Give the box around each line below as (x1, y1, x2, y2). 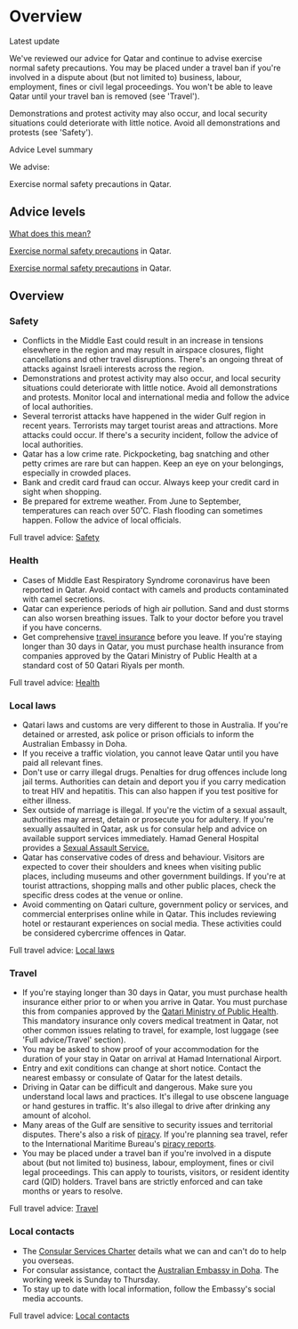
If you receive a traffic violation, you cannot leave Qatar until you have (21, 748, 279, 758)
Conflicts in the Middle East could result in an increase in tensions (21, 336, 264, 346)
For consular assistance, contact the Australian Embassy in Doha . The (21, 1264, 279, 1275)
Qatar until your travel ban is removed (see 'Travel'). (9, 91, 200, 101)
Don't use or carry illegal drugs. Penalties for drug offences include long (21, 767, 287, 778)
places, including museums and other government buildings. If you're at (21, 871, 286, 882)
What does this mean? (9, 228, 92, 239)
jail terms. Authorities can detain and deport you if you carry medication (21, 776, 286, 787)
